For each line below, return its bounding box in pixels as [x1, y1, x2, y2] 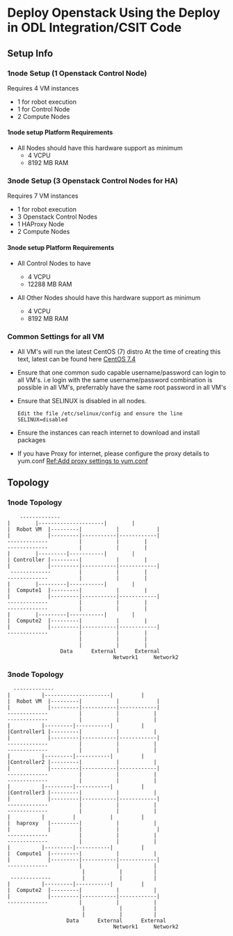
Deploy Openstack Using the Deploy [7, 5, 220, 21]
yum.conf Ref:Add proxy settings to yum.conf [17, 456, 148, 465]
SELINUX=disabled [17, 416, 68, 423]
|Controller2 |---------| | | [7, 758, 157, 765]
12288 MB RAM [27, 280, 72, 288]
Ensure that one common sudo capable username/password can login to [17, 368, 226, 377]
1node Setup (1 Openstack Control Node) [7, 68, 147, 78]
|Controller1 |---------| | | [7, 728, 157, 735]
